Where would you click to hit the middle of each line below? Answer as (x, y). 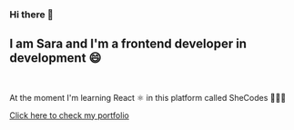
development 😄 (56, 58)
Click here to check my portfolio (69, 115)
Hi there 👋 (32, 15)
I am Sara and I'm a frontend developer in (128, 44)
